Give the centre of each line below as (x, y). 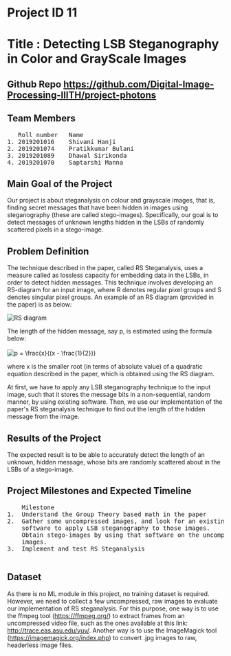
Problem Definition (48, 251)
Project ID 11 (42, 13)
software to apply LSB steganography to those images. (116, 528)
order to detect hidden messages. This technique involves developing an (110, 283)
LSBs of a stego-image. (41, 469)
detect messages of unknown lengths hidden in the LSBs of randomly (106, 223)
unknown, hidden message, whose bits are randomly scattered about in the (114, 462)
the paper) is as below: (40, 305)
